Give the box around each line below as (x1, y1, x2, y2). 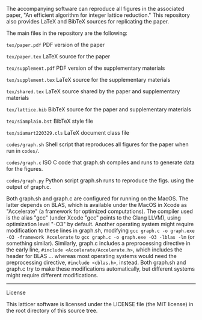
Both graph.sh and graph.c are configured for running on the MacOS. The (6, 195, 189, 202)
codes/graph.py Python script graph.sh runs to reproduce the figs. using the (6, 177, 194, 184)
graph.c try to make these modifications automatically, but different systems (6, 265, 195, 272)
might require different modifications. (6, 272, 99, 278)
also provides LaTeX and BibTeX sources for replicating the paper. (6, 18, 170, 25)
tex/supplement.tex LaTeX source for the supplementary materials (6, 76, 171, 83)
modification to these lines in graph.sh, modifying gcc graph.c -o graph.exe (6, 227, 195, 234)
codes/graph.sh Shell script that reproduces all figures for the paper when (6, 141, 189, 148)
